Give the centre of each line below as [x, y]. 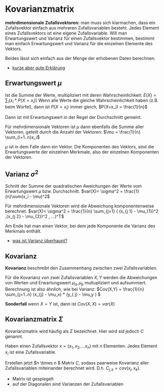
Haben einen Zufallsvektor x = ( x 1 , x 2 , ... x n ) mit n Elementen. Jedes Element [81, 346]
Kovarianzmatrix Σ [34, 320]
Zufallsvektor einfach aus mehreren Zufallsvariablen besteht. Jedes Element [82, 28]
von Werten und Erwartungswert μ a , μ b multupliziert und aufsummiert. [76, 283]
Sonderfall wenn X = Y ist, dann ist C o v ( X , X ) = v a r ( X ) [60, 304]
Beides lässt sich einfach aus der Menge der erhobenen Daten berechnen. [80, 58]
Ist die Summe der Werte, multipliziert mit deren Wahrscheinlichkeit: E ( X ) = [81, 95]
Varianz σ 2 [22, 173]
